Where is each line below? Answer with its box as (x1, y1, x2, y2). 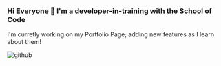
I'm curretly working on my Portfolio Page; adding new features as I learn (7, 30, 215, 38)
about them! (7, 38, 41, 46)
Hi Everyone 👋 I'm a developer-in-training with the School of (7, 6, 212, 16)
